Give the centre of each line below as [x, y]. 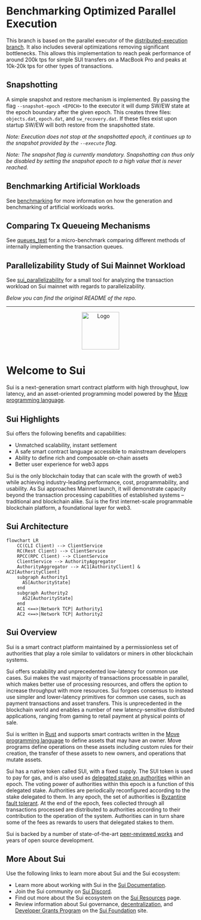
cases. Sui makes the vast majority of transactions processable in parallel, [98, 677]
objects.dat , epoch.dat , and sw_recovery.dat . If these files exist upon [92, 118]
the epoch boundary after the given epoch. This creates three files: [89, 112]
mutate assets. [25, 759]
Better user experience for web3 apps [62, 464]
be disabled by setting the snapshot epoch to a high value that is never [94, 161]
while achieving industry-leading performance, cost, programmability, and [98, 482]
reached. [17, 167]
